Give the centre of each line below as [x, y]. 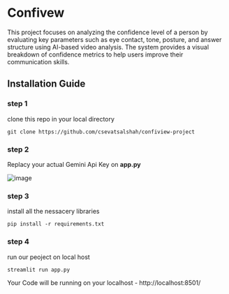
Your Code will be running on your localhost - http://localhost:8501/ [104, 282]
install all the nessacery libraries [53, 212]
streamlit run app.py [39, 270]
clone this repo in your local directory [61, 119]
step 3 [18, 196]
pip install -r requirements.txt [56, 224]
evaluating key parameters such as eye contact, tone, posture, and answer [114, 39]
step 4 [18, 242]
